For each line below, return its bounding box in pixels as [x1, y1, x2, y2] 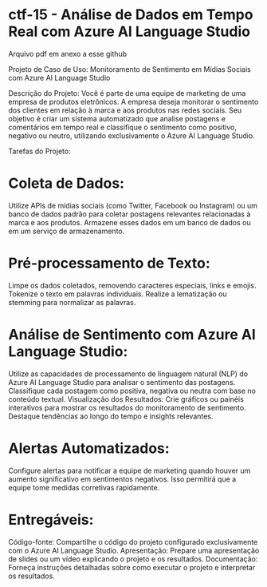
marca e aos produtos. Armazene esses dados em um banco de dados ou [8, 217, 251, 227]
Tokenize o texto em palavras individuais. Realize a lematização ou [8, 289, 227, 299]
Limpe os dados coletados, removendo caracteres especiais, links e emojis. [8, 280, 257, 290]
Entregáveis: [8, 510, 94, 529]
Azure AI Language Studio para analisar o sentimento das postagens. [8, 377, 236, 387]
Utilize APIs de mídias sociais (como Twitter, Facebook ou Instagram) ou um [8, 200, 257, 210]
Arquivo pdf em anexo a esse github [8, 49, 128, 58]
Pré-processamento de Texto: [8, 254, 211, 272]
